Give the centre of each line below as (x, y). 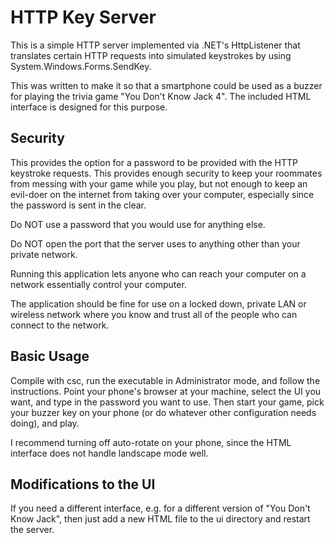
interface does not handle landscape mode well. (109, 453)
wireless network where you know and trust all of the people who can (154, 314)
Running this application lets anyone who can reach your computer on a (158, 273)
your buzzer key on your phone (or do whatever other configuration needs (163, 412)
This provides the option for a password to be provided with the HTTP (154, 162)
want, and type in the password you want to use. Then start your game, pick (167, 402)
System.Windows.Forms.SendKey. (81, 66)
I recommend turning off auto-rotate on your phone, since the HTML (151, 442)
